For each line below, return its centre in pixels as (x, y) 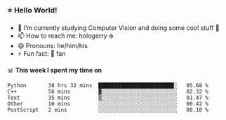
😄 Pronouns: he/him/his (52, 46)
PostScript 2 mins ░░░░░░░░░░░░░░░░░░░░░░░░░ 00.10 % (108, 110)
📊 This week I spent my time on (55, 70)
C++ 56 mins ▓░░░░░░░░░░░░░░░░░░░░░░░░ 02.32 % (108, 92)
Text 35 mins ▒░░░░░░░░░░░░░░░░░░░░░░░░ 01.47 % (108, 98)
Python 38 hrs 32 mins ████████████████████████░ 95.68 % (108, 86)
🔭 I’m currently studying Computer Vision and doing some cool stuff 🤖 (118, 28)
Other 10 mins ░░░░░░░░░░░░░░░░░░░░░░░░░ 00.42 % (108, 104)
